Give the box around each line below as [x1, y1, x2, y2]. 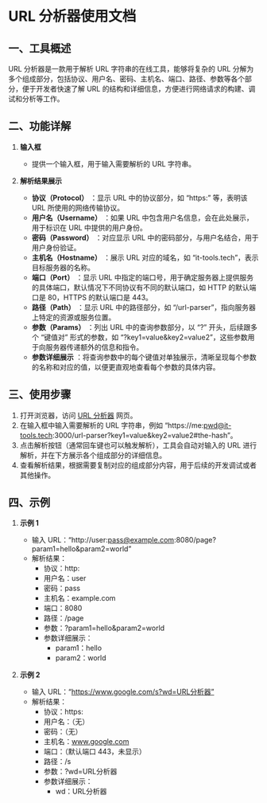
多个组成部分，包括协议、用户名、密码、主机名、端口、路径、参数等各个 [8, 74, 245, 84]
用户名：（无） [43, 717, 90, 727]
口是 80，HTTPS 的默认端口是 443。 [31, 292, 153, 302]
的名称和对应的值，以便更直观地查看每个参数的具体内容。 [31, 362, 220, 371]
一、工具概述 [8, 41, 72, 55]
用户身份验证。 [31, 242, 81, 252]
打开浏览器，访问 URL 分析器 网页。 [19, 410, 137, 420]
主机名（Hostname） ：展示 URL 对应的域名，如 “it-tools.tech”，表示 [31, 253, 259, 262]
